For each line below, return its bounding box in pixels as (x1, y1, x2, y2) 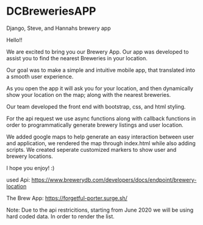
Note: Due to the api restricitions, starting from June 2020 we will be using (6, 206, 194, 213)
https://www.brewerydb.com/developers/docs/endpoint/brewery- (31, 176, 197, 184)
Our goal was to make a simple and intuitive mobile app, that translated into (6, 66, 196, 74)
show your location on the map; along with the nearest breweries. (6, 91, 171, 98)
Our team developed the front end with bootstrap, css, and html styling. (6, 102, 186, 110)
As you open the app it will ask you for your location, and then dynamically (6, 84, 194, 92)
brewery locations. (6, 152, 54, 160)
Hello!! (6, 36, 23, 43)
